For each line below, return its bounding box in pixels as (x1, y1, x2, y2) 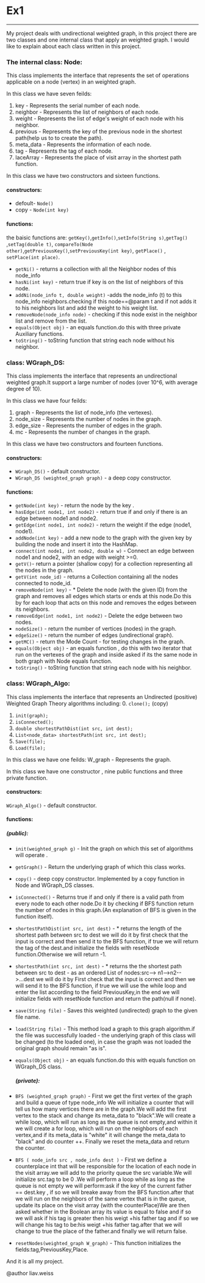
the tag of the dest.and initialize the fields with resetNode (15, 945, 160, 952)
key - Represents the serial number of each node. (15, 102, 140, 109)
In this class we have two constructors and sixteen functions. (6, 172, 160, 180)
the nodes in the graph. (15, 566, 74, 574)
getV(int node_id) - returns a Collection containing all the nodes (15, 573, 179, 580)
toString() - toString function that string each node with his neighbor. (15, 664, 192, 671)
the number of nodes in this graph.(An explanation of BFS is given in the (15, 907, 196, 914)
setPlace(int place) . (6, 253, 60, 260)
